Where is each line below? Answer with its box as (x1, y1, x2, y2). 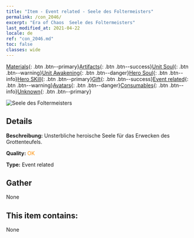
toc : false (6, 42, 33, 48)
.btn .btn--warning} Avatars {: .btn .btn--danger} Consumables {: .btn (6, 82, 169, 89)
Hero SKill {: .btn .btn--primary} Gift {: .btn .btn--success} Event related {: (17, 75, 189, 82)
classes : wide (6, 47, 41, 53)
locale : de (6, 31, 33, 36)
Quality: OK (6, 149, 35, 156)
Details (6, 116, 32, 126)
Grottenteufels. (6, 138, 42, 145)
